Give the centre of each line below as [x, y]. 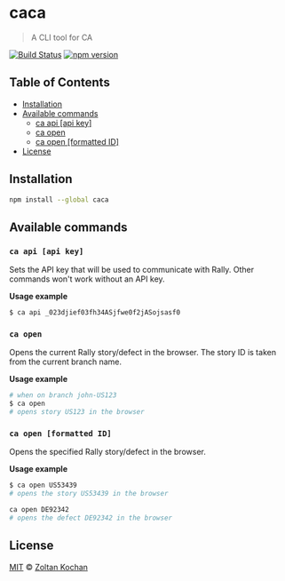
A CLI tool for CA [62, 37]
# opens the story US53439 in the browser [89, 494]
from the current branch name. [66, 362]
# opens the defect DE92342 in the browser [91, 518]
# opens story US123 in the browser [77, 412]
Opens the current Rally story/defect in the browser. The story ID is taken [143, 353]
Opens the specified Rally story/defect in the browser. [107, 452]
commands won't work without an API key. [87, 279]
